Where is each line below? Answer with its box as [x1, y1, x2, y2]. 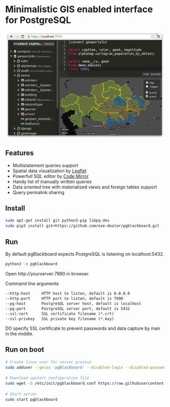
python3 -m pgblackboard [5, 261, 58, 266]
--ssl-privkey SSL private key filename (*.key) [5, 316, 114, 321]
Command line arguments [5, 280, 59, 287]
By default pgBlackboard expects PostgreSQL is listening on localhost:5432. [5, 251, 164, 257]
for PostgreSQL [5, 14, 71, 26]
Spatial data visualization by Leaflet [12, 168, 87, 174]
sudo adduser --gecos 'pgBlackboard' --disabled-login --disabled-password [5, 365, 168, 370]
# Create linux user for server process [5, 359, 92, 364]
